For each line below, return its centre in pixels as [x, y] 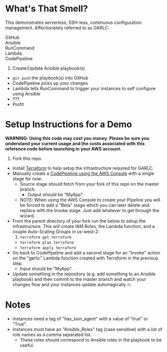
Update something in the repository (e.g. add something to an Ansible [84, 274]
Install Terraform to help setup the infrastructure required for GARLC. [83, 168]
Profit [18, 104]
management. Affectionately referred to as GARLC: [57, 27]
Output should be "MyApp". [55, 194]
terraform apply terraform [48, 248]
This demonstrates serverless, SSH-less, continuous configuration [74, 22]
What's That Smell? [47, 9]
